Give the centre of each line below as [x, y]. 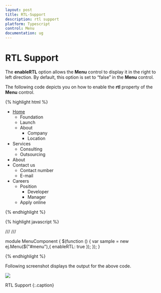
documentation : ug [24, 33]
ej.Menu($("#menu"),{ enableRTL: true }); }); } [53, 246]
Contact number [37, 170]
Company [37, 133]
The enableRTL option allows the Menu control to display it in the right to [80, 72]
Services [21, 143]
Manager [37, 197]
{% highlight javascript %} [32, 222]
